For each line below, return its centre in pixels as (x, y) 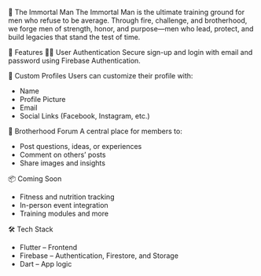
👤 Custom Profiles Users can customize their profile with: (101, 76)
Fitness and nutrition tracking (67, 197)
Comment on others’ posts (62, 154)
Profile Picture (42, 99)
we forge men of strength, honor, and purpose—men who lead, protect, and (131, 29)
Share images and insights (62, 163)
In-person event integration (64, 205)
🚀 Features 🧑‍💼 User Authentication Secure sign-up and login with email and (130, 52)
